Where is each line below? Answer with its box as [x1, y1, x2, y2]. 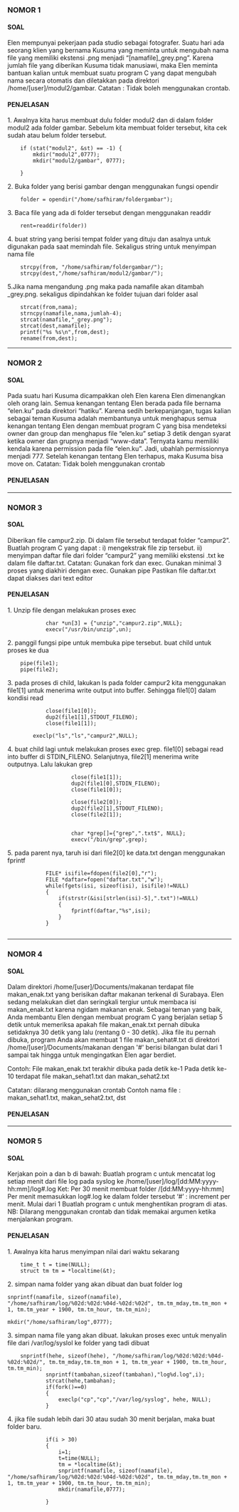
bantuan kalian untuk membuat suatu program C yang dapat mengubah [7, 69, 217, 78]
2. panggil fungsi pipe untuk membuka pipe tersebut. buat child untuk [7, 638, 212, 647]
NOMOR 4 [7, 949, 43, 959]
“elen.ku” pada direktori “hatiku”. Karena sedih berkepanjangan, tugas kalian [7, 407, 231, 415]
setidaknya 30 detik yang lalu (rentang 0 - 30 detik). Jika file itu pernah [7, 1028, 216, 1037]
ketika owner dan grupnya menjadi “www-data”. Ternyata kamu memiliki [7, 437, 219, 446]
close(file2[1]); [70, 810, 122, 818]
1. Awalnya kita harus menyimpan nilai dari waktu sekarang [7, 1247, 180, 1256]
